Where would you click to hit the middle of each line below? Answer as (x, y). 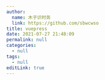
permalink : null (27, 40)
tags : (13, 57)
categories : (21, 46)
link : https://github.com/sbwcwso (55, 23)
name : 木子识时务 (31, 17)
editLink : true (25, 68)
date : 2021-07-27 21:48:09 (40, 34)
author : (16, 12)
